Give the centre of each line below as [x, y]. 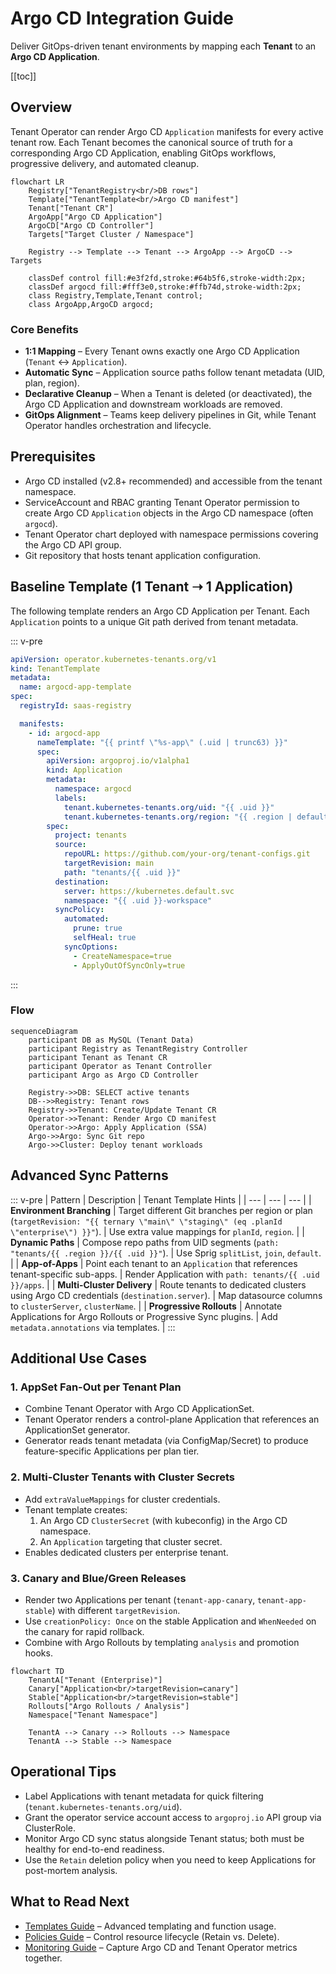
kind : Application [84, 770]
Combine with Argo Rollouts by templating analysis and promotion [162, 1642]
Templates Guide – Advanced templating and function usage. [150, 1926]
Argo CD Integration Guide [122, 18]
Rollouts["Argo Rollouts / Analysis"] [109, 1706]
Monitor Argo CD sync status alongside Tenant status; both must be [164, 1838]
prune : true [98, 928]
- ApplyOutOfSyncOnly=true [129, 965]
